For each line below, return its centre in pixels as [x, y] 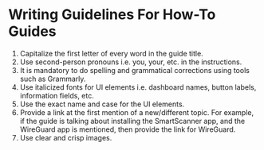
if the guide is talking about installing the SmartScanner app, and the [132, 121]
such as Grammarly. [53, 79]
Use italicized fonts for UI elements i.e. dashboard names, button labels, [138, 87]
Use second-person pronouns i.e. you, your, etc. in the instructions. [131, 62]
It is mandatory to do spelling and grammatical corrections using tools [134, 70]
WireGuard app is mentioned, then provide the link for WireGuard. [128, 129]
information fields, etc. [57, 95]
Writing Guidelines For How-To [112, 15]
